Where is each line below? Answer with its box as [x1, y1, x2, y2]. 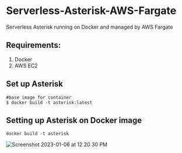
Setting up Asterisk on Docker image [6, 115, 142, 125]
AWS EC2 [14, 62, 38, 69]
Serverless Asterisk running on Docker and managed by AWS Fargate [6, 23, 173, 30]
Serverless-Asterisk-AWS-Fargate [6, 4, 177, 18]
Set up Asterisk [6, 79, 63, 89]
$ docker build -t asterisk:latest [6, 99, 93, 106]
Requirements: [6, 40, 61, 50]
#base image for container [6, 95, 72, 100]
